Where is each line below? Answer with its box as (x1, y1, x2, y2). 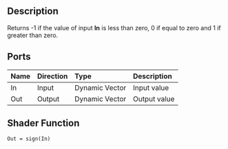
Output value (133, 94, 175, 104)
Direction (37, 71, 68, 81)
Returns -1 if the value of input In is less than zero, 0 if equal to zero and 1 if (7, 23, 222, 32)
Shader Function (7, 117, 80, 129)
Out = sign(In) (7, 135, 51, 143)
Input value (133, 82, 169, 92)
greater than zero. (7, 31, 59, 39)
